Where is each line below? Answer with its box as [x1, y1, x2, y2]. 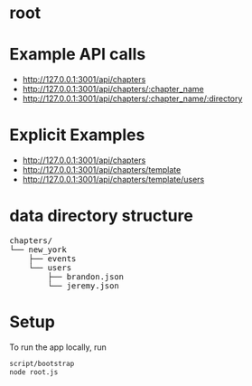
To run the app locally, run [9, 342, 107, 353]
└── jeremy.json [47, 281, 119, 291]
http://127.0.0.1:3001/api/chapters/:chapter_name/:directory [22, 93, 243, 104]
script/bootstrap [9, 359, 75, 368]
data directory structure [9, 206, 194, 226]
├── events [28, 254, 77, 264]
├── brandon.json [47, 272, 125, 282]
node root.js [9, 367, 59, 377]
